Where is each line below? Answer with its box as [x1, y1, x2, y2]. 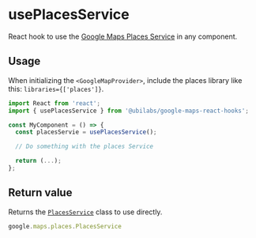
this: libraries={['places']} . [8, 84, 104, 93]
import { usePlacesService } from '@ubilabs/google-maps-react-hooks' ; [8, 107, 249, 115]
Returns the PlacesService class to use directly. [8, 207, 163, 217]
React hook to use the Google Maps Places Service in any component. [8, 32, 238, 41]
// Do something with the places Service [15, 142, 154, 151]
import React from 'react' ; [8, 99, 101, 108]
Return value [8, 186, 73, 199]
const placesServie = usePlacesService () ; [15, 128, 157, 136]
